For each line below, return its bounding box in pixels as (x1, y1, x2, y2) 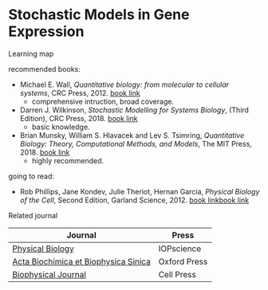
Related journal (8, 210, 58, 220)
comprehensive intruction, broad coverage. (31, 96, 174, 106)
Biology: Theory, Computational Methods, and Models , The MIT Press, (19, 139, 253, 148)
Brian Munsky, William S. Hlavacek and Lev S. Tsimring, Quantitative (19, 130, 245, 140)
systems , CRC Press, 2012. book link (19, 88, 141, 97)
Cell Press (158, 268, 197, 280)
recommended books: (8, 64, 81, 73)
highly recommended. (31, 155, 104, 165)
